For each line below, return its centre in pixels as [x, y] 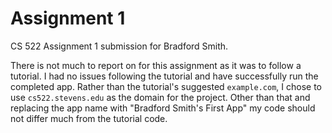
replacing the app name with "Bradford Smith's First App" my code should [163, 108]
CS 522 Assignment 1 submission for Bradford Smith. [119, 46]
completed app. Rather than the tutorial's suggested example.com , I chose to [166, 86]
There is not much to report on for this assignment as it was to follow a [156, 65]
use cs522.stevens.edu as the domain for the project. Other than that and [160, 97]
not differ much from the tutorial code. [89, 118]
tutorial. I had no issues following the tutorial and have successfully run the [164, 76]
